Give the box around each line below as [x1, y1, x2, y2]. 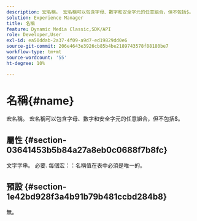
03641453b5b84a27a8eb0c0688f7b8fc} [6, 144, 168, 155]
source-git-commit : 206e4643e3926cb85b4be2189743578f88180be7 [6, 43, 169, 50]
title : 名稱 [6, 20, 35, 26]
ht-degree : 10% [6, 60, 45, 66]
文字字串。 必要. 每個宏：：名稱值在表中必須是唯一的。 [6, 162, 145, 169]
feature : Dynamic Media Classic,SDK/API [6, 26, 112, 32]
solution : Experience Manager [6, 15, 84, 21]
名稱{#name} [6, 94, 75, 108]
